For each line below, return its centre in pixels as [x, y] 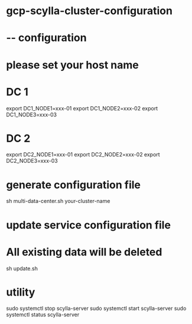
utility [21, 292]
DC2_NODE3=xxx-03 [32, 161]
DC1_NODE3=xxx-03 [32, 114]
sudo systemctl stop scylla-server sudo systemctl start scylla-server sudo [96, 309]
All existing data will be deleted [84, 252]
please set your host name [72, 65]
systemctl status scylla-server [43, 315]
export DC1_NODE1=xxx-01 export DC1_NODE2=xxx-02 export [82, 108]
